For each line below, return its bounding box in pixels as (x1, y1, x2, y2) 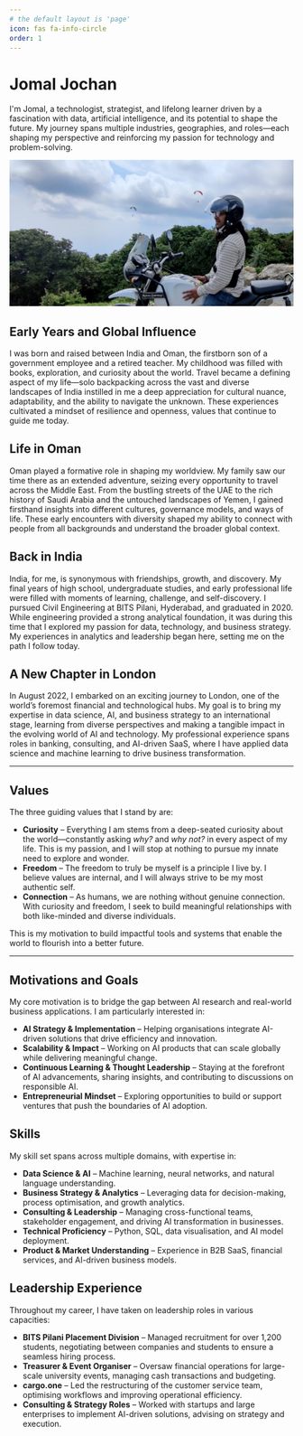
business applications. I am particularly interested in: (9, 1006, 206, 1017)
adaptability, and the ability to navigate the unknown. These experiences (9, 396, 280, 407)
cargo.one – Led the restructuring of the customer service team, (22, 1379, 263, 1391)
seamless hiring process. (22, 1351, 116, 1362)
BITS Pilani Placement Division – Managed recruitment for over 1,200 (22, 1331, 282, 1342)
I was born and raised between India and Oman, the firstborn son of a (9, 348, 268, 359)
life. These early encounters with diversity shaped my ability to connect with (9, 513, 293, 524)
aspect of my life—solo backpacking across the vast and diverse (9, 377, 250, 388)
